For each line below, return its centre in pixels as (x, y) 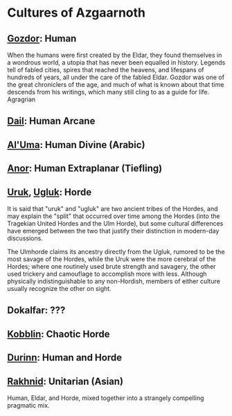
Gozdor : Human (42, 39)
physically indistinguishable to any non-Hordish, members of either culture (114, 281)
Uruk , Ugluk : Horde (50, 192)
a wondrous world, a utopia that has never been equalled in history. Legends (116, 63)
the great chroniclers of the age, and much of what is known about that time (116, 84)
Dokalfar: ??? (36, 310)
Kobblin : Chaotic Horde (59, 334)
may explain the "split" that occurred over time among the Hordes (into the (114, 216)
